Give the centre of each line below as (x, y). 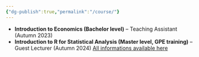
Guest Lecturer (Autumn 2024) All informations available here (91, 48)
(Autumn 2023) (33, 35)
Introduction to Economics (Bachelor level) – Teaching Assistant (96, 29)
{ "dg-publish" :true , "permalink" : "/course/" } (63, 12)
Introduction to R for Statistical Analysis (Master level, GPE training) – (103, 41)
